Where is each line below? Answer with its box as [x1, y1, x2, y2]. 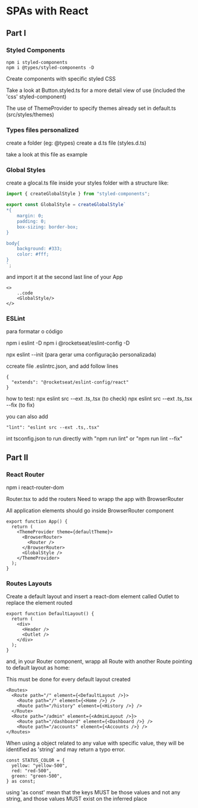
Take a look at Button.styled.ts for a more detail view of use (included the [6, 87, 186, 94]
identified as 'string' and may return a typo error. [6, 746, 125, 753]
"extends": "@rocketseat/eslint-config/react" [11, 379, 129, 386]
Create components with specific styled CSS [6, 75, 116, 82]
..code [17, 290, 33, 296]
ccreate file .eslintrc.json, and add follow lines [6, 362, 119, 370]
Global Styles [6, 166, 46, 174]
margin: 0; [17, 213, 44, 219]
